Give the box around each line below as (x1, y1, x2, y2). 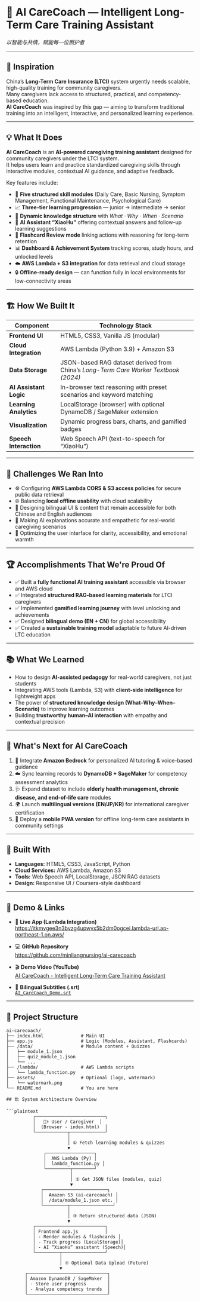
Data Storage (9, 366, 48, 374)
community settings (14, 822, 64, 829)
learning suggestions (14, 225, 67, 232)
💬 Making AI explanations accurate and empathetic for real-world (14, 517, 175, 524)
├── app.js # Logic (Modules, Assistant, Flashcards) (6, 1038, 187, 1045)
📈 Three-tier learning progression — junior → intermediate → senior (14, 203, 186, 211)
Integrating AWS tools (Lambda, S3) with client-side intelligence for (14, 686, 183, 693)
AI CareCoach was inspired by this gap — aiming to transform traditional (6, 103, 185, 110)
